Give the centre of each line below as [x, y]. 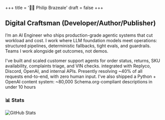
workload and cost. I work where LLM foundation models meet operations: [81, 40]
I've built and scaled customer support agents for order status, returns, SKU [82, 60]
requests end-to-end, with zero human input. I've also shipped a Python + [81, 76]
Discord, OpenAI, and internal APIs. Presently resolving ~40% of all [74, 71]
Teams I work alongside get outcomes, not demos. [57, 51]
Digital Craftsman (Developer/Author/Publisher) [81, 23]
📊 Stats [15, 100]
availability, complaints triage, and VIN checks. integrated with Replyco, [78, 66]
